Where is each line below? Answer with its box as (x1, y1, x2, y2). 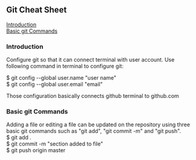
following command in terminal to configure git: (6, 63, 124, 70)
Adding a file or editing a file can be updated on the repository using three (6, 121, 191, 129)
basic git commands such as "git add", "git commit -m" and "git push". (6, 127, 182, 135)
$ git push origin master (6, 147, 66, 154)
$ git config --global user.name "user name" (6, 74, 116, 82)
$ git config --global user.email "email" (6, 81, 103, 88)
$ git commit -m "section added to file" (6, 140, 104, 147)
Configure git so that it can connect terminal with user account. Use (6, 56, 175, 63)
